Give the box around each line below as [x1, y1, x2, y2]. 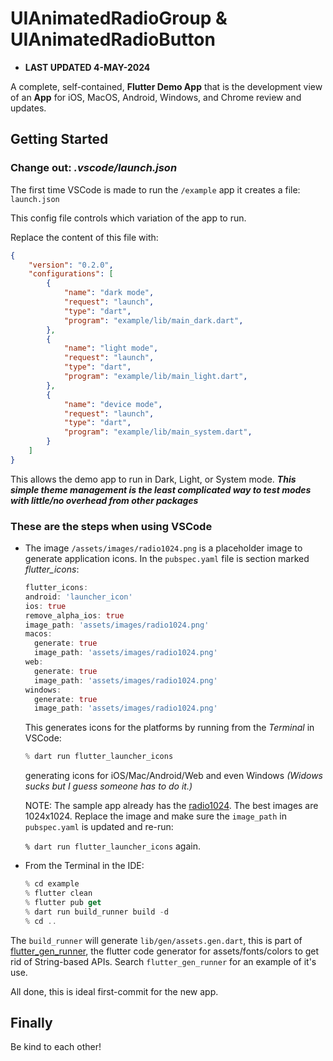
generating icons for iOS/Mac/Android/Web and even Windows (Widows [24, 770, 323, 782]
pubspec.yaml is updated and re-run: [24, 821, 174, 833]
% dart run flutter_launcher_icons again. [24, 840, 201, 852]
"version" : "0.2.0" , [28, 260, 114, 270]
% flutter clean [24, 888, 93, 899]
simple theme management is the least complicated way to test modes [10, 483, 312, 496]
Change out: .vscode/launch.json [10, 161, 178, 175]
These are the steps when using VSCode [10, 519, 213, 533]
